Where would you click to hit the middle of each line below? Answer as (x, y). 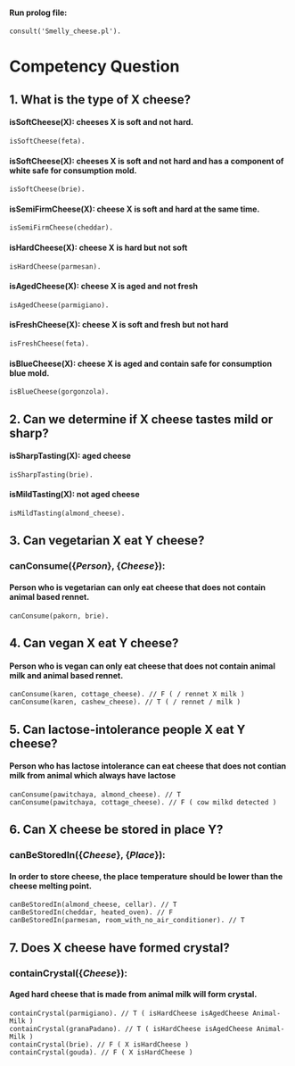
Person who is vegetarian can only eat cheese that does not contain (137, 587)
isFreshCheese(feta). (49, 344)
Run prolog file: (38, 12)
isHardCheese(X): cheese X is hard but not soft (98, 247)
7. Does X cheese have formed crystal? (119, 948)
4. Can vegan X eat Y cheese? (94, 643)
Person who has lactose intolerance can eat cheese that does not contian (148, 766)
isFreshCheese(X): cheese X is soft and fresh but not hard (119, 325)
